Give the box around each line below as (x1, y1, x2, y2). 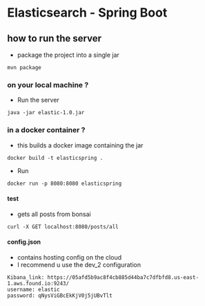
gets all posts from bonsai (17, 210, 91, 218)
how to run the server (7, 33, 102, 44)
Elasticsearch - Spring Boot (7, 5, 168, 21)
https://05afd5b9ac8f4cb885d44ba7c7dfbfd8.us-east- (47, 274, 199, 281)
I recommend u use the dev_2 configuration (17, 261, 141, 269)
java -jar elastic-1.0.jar (7, 109, 85, 116)
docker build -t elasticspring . (7, 154, 104, 161)
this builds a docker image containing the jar (17, 141, 144, 150)
